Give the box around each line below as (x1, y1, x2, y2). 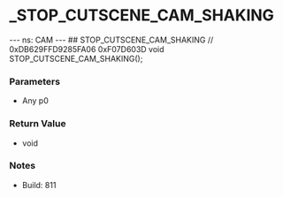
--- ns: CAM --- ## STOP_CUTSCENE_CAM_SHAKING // (9, 34, 214, 45)
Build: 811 (21, 179, 57, 190)
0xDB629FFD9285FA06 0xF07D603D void (9, 43, 165, 54)
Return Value (9, 117, 66, 130)
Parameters (9, 75, 60, 87)
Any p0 (21, 95, 49, 106)
